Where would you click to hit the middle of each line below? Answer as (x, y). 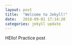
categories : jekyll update (33, 24)
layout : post (19, 10)
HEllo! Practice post (25, 38)
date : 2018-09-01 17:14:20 (35, 19)
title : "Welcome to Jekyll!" (36, 14)
